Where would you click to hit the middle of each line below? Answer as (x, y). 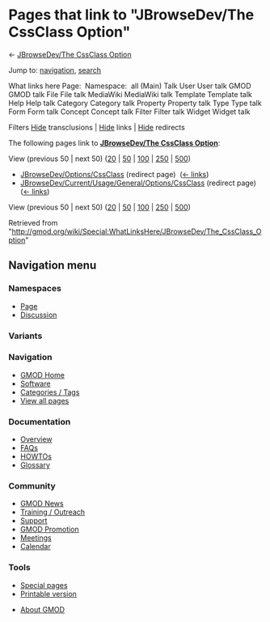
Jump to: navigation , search (55, 70)
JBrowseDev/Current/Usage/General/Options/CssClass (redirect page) (138, 183)
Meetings (36, 538)
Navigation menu (53, 266)
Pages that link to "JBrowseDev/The (131, 15)
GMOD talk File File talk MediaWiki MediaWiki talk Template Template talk (130, 94)
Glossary (35, 465)
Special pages (44, 585)
